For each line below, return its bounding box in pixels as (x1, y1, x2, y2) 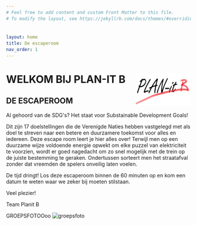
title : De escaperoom (6, 41, 59, 46)
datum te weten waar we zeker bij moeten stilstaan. (6, 178, 131, 185)
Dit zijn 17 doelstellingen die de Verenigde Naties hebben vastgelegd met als (6, 123, 191, 130)
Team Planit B (6, 200, 39, 208)
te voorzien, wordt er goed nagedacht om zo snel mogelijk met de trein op (6, 147, 185, 155)
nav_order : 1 (6, 47, 38, 53)
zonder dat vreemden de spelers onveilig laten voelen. (6, 160, 138, 167)
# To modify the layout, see (6, 15, 77, 22)
